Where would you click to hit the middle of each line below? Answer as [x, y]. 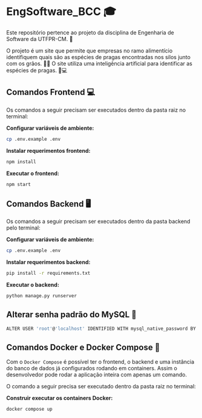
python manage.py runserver [42, 296]
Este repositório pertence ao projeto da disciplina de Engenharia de [90, 32]
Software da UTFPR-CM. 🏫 [40, 39]
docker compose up [29, 409]
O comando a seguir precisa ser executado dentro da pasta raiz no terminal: [101, 387]
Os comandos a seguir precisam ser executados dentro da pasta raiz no [96, 110]
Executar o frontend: [33, 173]
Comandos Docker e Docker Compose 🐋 [83, 347]
